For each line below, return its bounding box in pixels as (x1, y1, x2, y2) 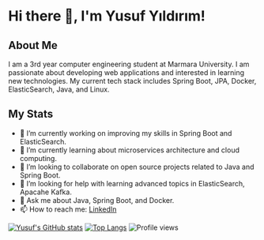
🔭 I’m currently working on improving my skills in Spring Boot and (19, 128, 232, 137)
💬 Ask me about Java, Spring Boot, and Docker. (19, 195, 175, 204)
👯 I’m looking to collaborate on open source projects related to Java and (19, 162, 255, 171)
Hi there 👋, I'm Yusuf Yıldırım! (8, 7, 206, 25)
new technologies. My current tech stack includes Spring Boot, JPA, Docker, (8, 77, 257, 85)
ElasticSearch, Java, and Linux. (8, 84, 110, 94)
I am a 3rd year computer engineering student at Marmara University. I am (8, 59, 250, 69)
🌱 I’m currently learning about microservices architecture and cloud (19, 145, 239, 155)
